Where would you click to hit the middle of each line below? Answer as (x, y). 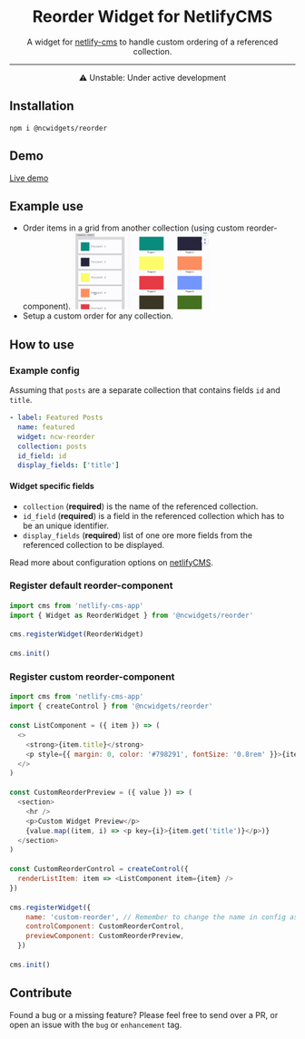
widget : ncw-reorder (56, 436)
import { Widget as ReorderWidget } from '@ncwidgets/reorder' (132, 615)
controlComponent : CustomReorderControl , (105, 926)
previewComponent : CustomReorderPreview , (105, 936)
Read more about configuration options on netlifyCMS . (111, 562)
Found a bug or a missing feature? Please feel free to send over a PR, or (144, 1014)
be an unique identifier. (65, 525)
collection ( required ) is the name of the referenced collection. (140, 506)
